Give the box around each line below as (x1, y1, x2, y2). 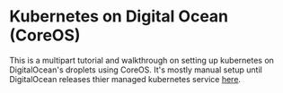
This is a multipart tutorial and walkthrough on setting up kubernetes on (9, 55, 274, 65)
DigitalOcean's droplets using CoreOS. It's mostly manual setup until (9, 64, 262, 75)
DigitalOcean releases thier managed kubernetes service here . (9, 73, 241, 84)
